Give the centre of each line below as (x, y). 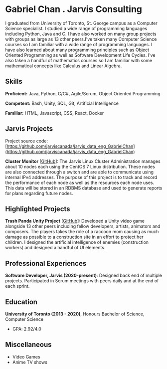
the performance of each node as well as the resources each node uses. (80, 182)
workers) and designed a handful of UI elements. (55, 248)
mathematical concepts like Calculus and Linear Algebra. (64, 66)
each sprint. (17, 286)
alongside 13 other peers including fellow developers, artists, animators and (83, 226)
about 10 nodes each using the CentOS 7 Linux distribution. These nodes (80, 166)
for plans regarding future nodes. (39, 193)
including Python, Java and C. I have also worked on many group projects (81, 34)
